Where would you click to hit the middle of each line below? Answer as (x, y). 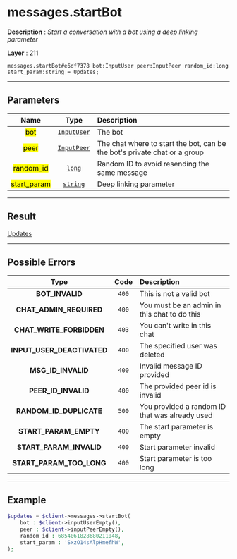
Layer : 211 (23, 53)
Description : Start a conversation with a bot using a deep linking (103, 32)
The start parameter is (177, 427)
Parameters (34, 100)
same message (122, 172)
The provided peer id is (178, 386)
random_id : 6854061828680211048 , (71, 536)
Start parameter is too (176, 459)
